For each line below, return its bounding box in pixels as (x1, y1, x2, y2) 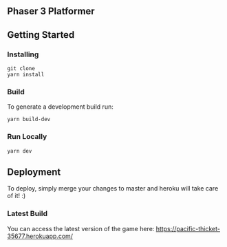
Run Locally (7, 132, 47, 142)
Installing (7, 50, 39, 59)
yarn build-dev (7, 116, 51, 123)
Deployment (7, 167, 61, 178)
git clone (7, 65, 36, 72)
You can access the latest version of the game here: (7, 224, 155, 233)
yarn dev (7, 147, 32, 154)
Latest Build (7, 209, 48, 219)
